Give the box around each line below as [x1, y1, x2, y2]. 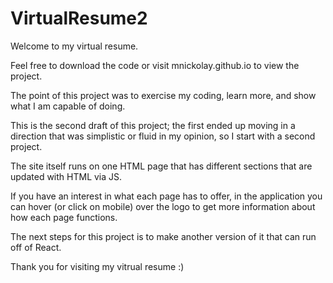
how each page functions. [10, 211, 118, 223]
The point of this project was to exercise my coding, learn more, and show [10, 89, 317, 101]
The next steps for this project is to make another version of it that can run [10, 230, 317, 242]
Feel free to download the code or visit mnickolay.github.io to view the [10, 59, 300, 71]
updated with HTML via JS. [10, 170, 123, 182]
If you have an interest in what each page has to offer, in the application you [10, 190, 323, 202]
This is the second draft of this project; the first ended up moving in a [10, 119, 296, 131]
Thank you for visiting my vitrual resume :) [10, 260, 185, 272]
